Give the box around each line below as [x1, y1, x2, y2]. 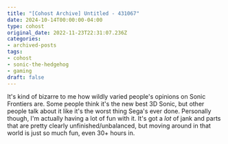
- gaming [7, 67, 32, 74]
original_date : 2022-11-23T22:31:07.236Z [7, 29, 128, 36]
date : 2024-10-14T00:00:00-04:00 [7, 16, 103, 23]
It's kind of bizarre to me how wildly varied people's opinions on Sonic [7, 93, 206, 101]
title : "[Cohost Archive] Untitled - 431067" [7, 10, 139, 17]
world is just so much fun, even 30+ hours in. [7, 129, 135, 137]
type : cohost [7, 23, 45, 29]
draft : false [7, 73, 45, 81]
